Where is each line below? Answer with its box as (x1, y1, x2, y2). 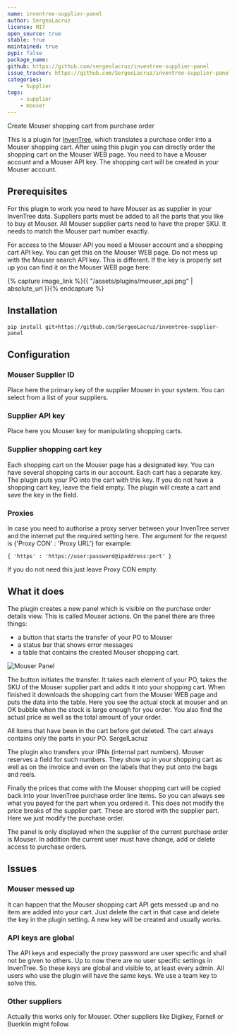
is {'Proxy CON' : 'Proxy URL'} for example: (7, 539, 133, 547)
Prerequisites (7, 186, 68, 198)
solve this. (7, 979, 37, 987)
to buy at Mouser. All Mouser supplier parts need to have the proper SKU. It (7, 219, 226, 228)
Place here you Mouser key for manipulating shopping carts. (7, 427, 183, 435)
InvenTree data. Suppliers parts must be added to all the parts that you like (7, 212, 224, 220)
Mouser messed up (7, 884, 75, 894)
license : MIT (7, 23, 46, 30)
